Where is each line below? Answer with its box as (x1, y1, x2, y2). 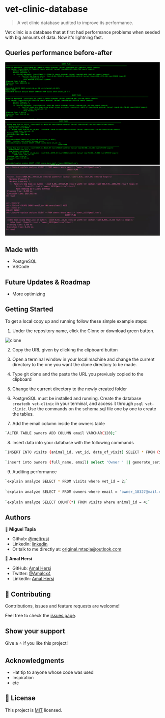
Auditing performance (12, 469, 57, 475)
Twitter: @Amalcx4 (12, 571, 51, 576)
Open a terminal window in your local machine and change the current (12, 356, 155, 362)
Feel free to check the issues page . (5, 613, 76, 619)
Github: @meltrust (12, 536, 49, 542)
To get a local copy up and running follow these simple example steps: (5, 318, 148, 324)
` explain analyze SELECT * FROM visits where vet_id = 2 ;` (5, 479, 129, 484)
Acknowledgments (5, 656, 65, 664)
